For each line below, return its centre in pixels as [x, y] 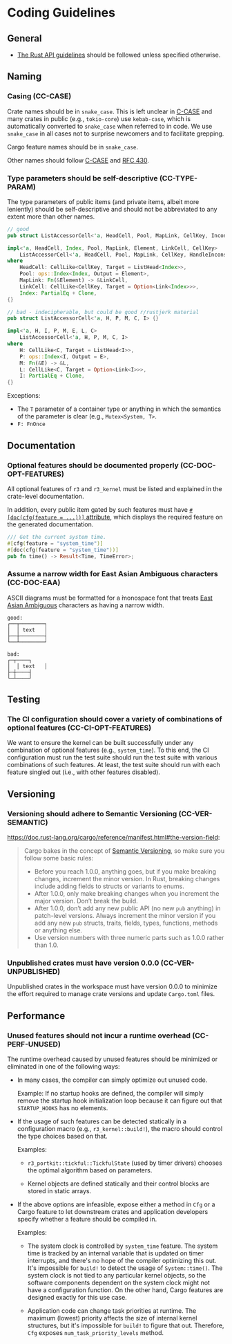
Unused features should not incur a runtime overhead [99, 1035]
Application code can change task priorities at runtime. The [112, 1311]
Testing [24, 700]
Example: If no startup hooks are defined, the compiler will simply [110, 1094]
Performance [36, 1016]
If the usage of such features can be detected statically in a [101, 1121]
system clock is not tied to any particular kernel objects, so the [117, 1276]
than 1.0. [46, 945]
